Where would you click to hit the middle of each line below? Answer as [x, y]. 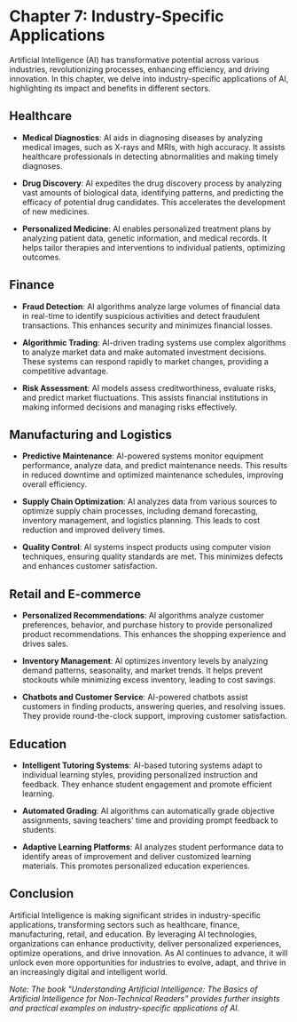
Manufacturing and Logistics [91, 434]
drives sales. [45, 644]
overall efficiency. [54, 484]
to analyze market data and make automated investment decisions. [144, 352]
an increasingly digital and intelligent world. [89, 971]
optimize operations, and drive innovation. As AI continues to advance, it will [148, 953]
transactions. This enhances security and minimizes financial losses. [147, 325]
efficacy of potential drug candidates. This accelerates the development [153, 202]
